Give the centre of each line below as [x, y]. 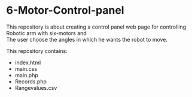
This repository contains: [37, 51]
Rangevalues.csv [36, 87]
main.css [26, 68]
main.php [27, 75]
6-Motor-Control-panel [65, 10]
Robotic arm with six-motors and [46, 33]
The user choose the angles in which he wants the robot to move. [87, 39]
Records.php [31, 82]
